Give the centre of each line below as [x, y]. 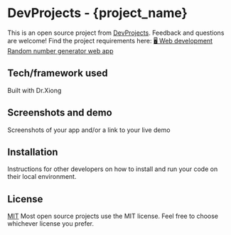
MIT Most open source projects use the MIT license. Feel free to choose [113, 216]
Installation [33, 152]
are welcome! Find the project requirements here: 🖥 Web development [110, 40]
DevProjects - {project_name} [98, 13]
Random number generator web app [60, 50]
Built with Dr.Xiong [34, 90]
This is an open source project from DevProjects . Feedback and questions [116, 33]
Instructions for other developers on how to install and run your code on [113, 169]
